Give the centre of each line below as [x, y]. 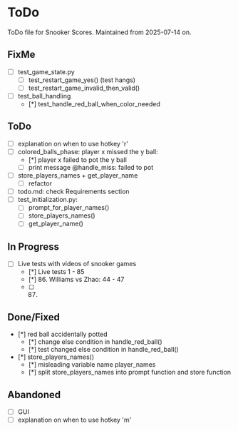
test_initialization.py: [48, 200]
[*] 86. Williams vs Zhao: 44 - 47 [76, 280]
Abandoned [34, 394]
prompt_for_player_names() [69, 208]
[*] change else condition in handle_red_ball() [95, 342]
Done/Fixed [34, 317]
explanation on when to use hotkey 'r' [73, 143]
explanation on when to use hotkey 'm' [74, 420]
